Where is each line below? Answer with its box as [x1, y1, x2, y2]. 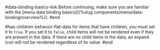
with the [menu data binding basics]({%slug [5, 9, 93, 15]
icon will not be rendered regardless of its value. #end [5, 39, 113, 45]
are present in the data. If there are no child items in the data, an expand [5, 34, 149, 40]
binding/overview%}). [5, 15, 48, 20]
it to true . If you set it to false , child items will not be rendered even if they [5, 29, 154, 34]
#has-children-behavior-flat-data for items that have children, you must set [5, 24, 155, 30]
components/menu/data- [94, 9, 144, 15]
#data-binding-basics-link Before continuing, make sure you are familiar [5, 4, 149, 10]
